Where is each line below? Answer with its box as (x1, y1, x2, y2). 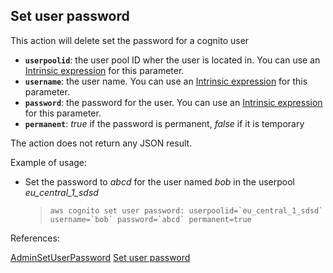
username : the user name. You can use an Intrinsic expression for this (24, 75, 308, 87)
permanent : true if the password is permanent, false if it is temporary (24, 117, 305, 129)
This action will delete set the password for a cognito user (10, 34, 250, 46)
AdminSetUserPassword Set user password (10, 251, 191, 263)
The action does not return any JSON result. (10, 137, 193, 149)
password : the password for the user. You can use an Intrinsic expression (24, 96, 323, 108)
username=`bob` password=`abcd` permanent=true (49, 214, 252, 224)
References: (10, 232, 60, 244)
